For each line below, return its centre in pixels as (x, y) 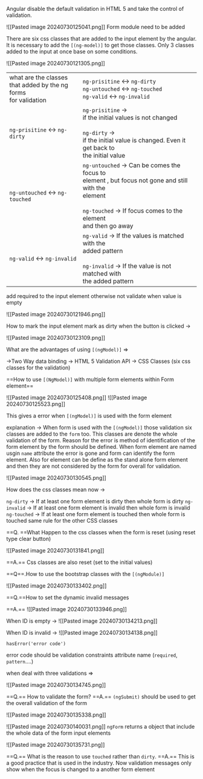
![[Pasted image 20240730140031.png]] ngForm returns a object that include (101, 727)
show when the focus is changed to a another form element (81, 769)
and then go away (108, 226)
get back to (98, 148)
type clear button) (29, 539)
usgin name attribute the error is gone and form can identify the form (91, 453)
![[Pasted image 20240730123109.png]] (56, 338)
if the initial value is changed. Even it (134, 140)
